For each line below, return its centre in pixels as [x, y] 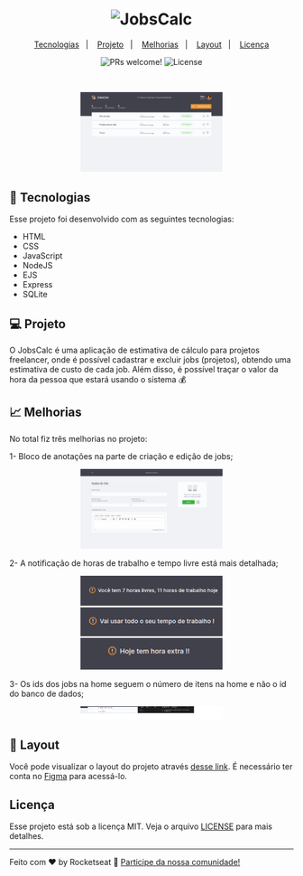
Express [37, 285]
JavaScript [42, 256]
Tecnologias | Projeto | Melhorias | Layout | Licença [151, 44]
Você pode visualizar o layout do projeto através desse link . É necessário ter [151, 767]
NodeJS [37, 266]
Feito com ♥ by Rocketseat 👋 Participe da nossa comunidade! [125, 862]
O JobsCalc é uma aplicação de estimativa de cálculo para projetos [134, 350]
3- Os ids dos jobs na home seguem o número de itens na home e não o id [148, 683]
